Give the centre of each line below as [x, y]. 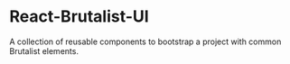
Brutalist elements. [44, 50]
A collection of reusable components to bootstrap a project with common [145, 41]
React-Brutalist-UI [79, 17]
